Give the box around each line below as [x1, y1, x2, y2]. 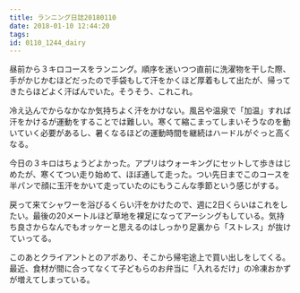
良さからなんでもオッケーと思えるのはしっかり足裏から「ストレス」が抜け [16, 221, 291, 233]
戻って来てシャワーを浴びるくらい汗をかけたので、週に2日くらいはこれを [9, 199, 280, 211]
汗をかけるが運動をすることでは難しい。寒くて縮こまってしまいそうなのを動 [9, 116, 291, 127]
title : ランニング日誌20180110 [9, 13, 116, 22]
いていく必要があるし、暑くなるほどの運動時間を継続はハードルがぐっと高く [9, 127, 292, 139]
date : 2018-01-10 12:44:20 [9, 22, 110, 30]
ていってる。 [9, 233, 56, 244]
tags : [9, 30, 30, 39]
